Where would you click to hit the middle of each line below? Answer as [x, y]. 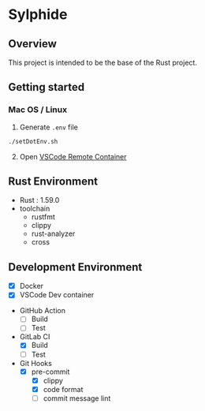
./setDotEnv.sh [33, 141]
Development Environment [75, 267]
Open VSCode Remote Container [73, 156]
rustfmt [43, 217]
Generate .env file [49, 127]
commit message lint [77, 398]
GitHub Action [42, 311]
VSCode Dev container [57, 295]
